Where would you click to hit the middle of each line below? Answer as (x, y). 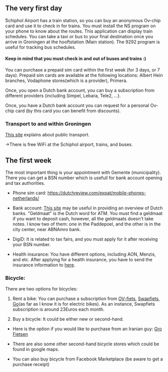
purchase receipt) (31, 364)
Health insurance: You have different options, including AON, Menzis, (84, 254)
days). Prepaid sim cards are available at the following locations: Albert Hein (84, 76)
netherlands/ (26, 198)
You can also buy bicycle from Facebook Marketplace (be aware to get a (88, 359)
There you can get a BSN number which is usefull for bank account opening (84, 178)
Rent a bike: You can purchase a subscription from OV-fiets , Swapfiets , (86, 299)
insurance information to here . (44, 265)
